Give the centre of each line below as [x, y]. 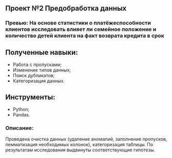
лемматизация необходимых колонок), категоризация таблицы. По [79, 145]
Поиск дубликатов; [34, 76]
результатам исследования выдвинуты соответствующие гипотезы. [80, 150]
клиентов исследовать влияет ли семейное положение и [81, 29]
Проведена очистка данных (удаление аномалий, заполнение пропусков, [86, 139]
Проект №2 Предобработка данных [66, 8]
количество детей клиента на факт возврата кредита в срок [85, 36]
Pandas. [21, 115]
